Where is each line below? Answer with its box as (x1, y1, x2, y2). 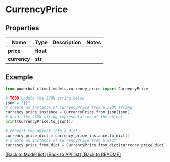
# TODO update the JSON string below (5, 95, 85, 101)
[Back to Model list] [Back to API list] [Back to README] (5, 151, 121, 158)
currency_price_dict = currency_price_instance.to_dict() (5, 133, 130, 138)
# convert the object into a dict (5, 128, 78, 133)
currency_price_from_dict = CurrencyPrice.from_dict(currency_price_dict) (5, 142, 166, 148)
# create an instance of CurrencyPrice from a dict (5, 138, 116, 143)
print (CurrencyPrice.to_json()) (5, 119, 73, 124)
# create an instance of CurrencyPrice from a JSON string (5, 105, 133, 110)
